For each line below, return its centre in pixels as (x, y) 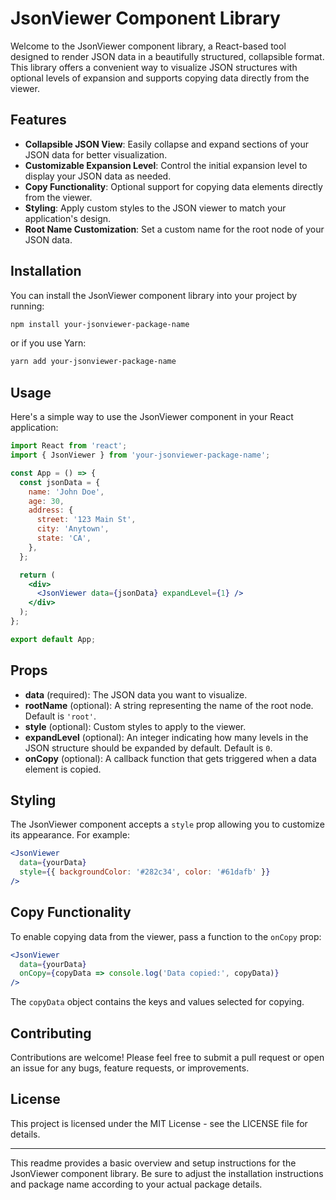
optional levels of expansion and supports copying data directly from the (160, 78)
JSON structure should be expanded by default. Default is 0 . (148, 748)
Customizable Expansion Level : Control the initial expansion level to (166, 165)
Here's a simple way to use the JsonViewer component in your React (152, 417)
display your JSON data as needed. (98, 176)
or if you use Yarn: (48, 343)
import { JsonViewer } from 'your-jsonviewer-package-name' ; (140, 455)
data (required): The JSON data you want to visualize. (136, 694)
